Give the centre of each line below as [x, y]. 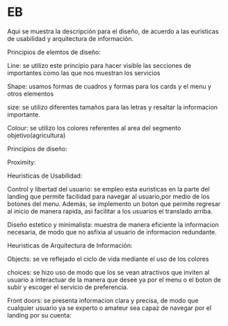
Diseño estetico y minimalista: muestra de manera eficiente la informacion [113, 224]
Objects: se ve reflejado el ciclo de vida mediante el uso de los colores [108, 259]
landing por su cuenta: [39, 315]
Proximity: [22, 162]
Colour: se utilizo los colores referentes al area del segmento [94, 128]
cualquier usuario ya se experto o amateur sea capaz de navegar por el [109, 308]
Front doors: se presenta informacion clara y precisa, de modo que [103, 300]
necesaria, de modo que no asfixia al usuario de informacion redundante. [112, 232]
